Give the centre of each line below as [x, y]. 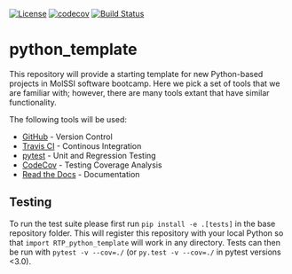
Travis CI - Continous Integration [82, 145]
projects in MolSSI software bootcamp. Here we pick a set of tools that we [145, 83]
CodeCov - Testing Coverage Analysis [92, 165]
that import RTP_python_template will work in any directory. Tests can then [145, 242]
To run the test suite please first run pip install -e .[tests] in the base [142, 223]
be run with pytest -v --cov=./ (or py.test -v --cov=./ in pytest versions [145, 252]
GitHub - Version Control [67, 137]
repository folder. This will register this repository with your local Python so [146, 233]
